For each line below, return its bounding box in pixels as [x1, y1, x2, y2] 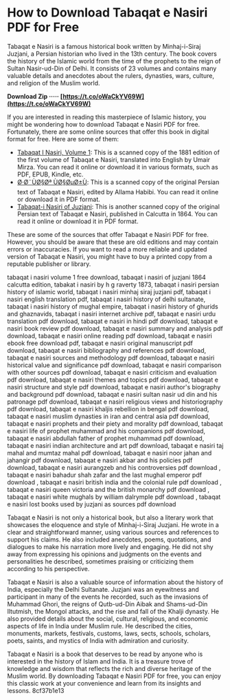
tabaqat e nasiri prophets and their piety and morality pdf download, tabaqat [7, 419, 223, 428]
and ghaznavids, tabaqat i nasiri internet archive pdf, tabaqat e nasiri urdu [7, 309, 216, 318]
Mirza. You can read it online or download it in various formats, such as [16, 163, 218, 171]
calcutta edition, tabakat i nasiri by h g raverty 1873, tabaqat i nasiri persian [7, 280, 220, 289]
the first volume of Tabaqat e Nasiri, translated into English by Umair [16, 155, 211, 163]
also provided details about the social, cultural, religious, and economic [7, 615, 209, 623]
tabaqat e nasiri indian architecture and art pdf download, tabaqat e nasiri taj [7, 441, 224, 449]
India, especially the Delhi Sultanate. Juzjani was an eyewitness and [7, 585, 199, 593]
